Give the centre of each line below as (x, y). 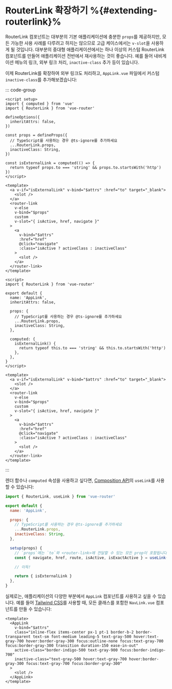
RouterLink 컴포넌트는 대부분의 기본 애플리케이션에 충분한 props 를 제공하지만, (83, 36)
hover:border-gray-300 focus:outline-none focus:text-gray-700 (95, 641)
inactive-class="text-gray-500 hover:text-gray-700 (71, 659)
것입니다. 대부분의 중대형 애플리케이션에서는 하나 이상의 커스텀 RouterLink (90, 49)
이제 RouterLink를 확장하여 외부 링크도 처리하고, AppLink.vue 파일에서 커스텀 (82, 73)
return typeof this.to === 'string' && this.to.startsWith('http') (92, 348)
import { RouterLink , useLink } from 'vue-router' (60, 496)
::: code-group (20, 90)
